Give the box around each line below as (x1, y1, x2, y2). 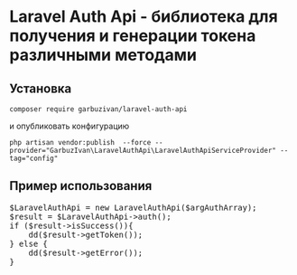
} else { (9, 238, 48, 249)
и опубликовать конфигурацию (9, 120, 130, 131)
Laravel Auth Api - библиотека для (9, 6, 278, 27)
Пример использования (9, 178, 153, 194)
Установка (9, 81, 72, 96)
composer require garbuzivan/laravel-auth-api (9, 105, 188, 114)
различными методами (9, 45, 197, 65)
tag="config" (9, 154, 59, 163)
